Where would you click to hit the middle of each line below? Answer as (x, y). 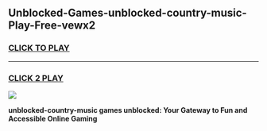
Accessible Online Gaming (53, 118)
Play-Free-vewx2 (52, 26)
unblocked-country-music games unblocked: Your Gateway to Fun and (128, 110)
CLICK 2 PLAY (36, 78)
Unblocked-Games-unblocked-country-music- (128, 13)
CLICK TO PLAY (39, 48)
